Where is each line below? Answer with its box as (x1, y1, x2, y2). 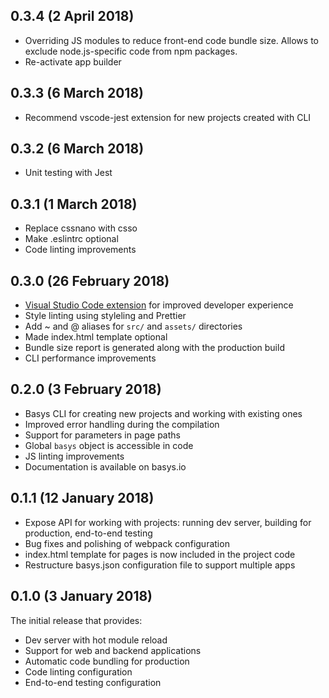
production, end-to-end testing (24, 527, 153, 539)
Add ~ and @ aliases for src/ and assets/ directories (24, 320, 243, 333)
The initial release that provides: (10, 614, 143, 626)
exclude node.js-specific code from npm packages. (24, 45, 238, 57)
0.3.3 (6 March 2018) (10, 85, 145, 102)
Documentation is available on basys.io (24, 460, 187, 473)
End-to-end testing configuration (24, 676, 162, 688)
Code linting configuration (24, 665, 133, 678)
